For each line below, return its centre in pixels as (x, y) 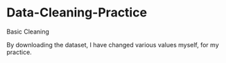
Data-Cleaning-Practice (77, 13)
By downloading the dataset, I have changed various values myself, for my (113, 45)
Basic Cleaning (28, 32)
